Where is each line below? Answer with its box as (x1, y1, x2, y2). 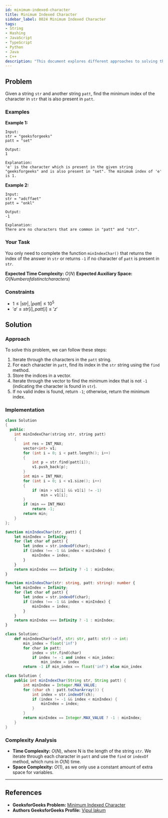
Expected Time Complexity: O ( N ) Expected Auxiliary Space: (5, 270, 132, 277)
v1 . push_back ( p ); (31, 465, 68, 470)
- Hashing (5, 31, 26, 36)
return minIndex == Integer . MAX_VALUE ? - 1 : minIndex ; (23, 716, 142, 721)
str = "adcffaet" (5, 196, 41, 201)
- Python (5, 45, 23, 50)
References (5, 788, 42, 797)
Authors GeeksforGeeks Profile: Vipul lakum (12, 807, 106, 813)
